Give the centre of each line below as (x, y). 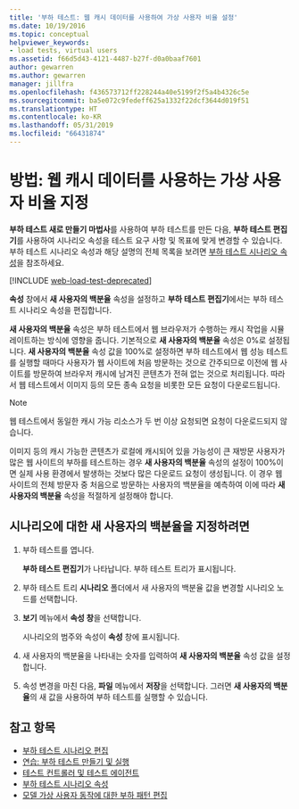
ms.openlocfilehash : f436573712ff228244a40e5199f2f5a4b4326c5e (129, 92)
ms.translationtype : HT (54, 109)
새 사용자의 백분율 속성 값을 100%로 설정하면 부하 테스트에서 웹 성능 (146, 351)
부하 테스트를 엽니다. (58, 549)
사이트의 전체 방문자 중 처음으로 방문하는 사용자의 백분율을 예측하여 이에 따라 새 (147, 484)
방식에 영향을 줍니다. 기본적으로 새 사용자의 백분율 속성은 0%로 (157, 340)
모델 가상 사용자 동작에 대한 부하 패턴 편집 (95, 796)
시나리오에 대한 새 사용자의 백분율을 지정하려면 (129, 527)
